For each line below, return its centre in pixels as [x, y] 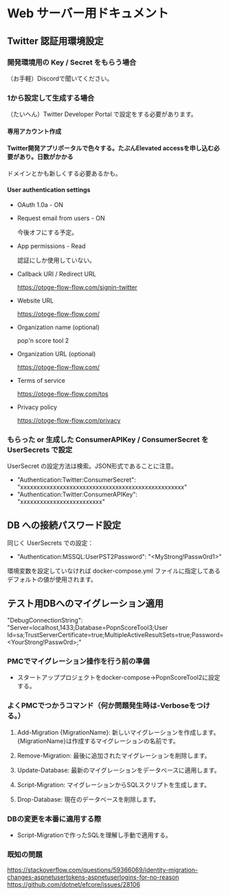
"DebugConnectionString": [45, 620]
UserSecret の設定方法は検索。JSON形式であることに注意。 [92, 466]
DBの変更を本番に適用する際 [54, 819]
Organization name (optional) [58, 327]
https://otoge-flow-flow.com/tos [62, 394]
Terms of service [41, 381]
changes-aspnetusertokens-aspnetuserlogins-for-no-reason [93, 877]
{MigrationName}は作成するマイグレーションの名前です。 [98, 741]
